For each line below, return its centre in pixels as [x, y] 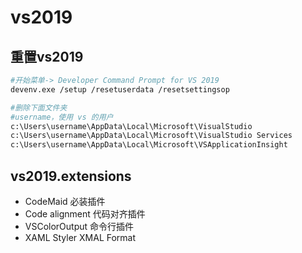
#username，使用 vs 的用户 [62, 117]
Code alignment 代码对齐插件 [85, 213]
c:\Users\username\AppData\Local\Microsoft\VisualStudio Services [151, 136]
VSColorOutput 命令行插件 [79, 226]
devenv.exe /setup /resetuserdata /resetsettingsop [120, 89]
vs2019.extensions [71, 176]
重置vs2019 [47, 56]
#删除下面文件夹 [39, 107]
